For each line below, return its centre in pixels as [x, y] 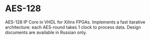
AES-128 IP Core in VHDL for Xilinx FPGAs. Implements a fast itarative [75, 22]
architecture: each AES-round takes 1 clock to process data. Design [73, 27]
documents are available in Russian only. [46, 32]
